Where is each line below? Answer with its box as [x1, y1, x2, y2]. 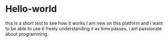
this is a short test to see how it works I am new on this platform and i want [5, 20, 163, 26]
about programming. [5, 31, 49, 37]
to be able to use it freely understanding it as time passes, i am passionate [5, 25, 162, 31]
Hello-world [5, 3, 57, 15]
